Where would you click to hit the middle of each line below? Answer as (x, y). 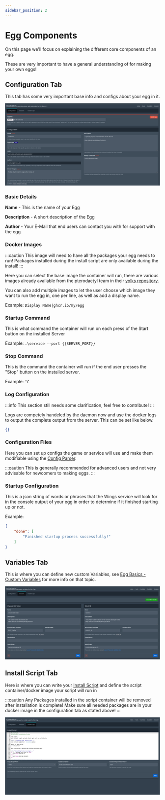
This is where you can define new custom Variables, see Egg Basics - (75, 574)
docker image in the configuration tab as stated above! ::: (63, 710)
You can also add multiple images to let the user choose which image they (80, 290)
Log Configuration (27, 395)
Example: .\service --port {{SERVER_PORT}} (50, 343)
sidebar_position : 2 (26, 10)
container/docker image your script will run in (51, 690)
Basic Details (21, 197)
